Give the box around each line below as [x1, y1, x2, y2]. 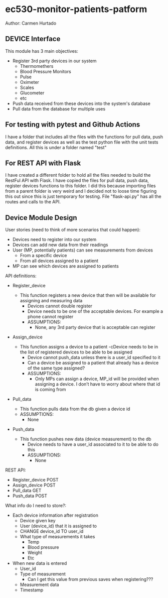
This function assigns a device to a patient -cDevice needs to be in [20, 344, 158, 350]
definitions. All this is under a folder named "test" [5, 144, 107, 150]
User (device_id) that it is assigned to [20, 523, 97, 529]
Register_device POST [12, 477, 59, 483]
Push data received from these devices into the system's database [12, 100, 150, 106]
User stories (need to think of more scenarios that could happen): [5, 227, 140, 233]
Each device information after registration [12, 512, 99, 518]
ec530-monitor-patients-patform [5, 4, 147, 15]
